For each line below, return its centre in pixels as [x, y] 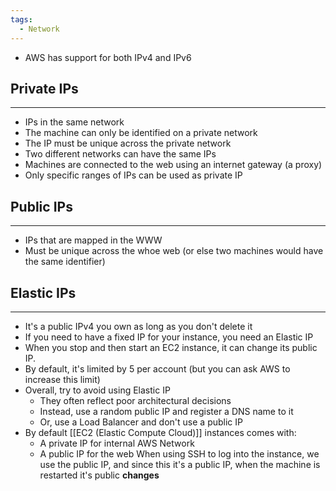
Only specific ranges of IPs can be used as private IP [133, 175]
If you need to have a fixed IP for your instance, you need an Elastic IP [169, 337]
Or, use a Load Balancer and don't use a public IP [141, 422]
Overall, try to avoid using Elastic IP [97, 390]
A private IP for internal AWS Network [117, 443]
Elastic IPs [43, 292]
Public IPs [41, 206]
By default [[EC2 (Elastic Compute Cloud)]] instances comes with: [160, 432]
